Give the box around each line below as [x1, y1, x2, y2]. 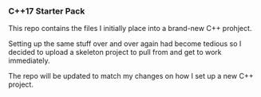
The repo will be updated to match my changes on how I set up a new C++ [8, 72, 254, 81]
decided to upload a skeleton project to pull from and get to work [8, 48, 222, 57]
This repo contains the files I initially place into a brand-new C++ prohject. [8, 24, 252, 33]
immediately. [8, 56, 50, 65]
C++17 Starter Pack [8, 6, 85, 17]
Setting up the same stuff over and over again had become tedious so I [8, 39, 242, 48]
